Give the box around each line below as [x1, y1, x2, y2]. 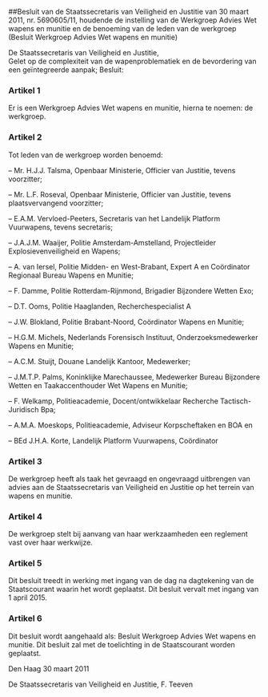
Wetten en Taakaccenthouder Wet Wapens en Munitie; [8, 380, 188, 390]
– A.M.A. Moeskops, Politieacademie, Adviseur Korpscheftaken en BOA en [8, 420, 254, 430]
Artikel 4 [8, 511, 42, 522]
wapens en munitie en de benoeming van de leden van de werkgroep [8, 24, 237, 33]
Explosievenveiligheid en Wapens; [8, 246, 121, 256]
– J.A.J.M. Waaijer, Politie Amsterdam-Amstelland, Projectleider [8, 237, 217, 247]
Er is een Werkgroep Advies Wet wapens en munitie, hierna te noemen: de [8, 103, 254, 113]
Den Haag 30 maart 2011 [8, 663, 90, 673]
